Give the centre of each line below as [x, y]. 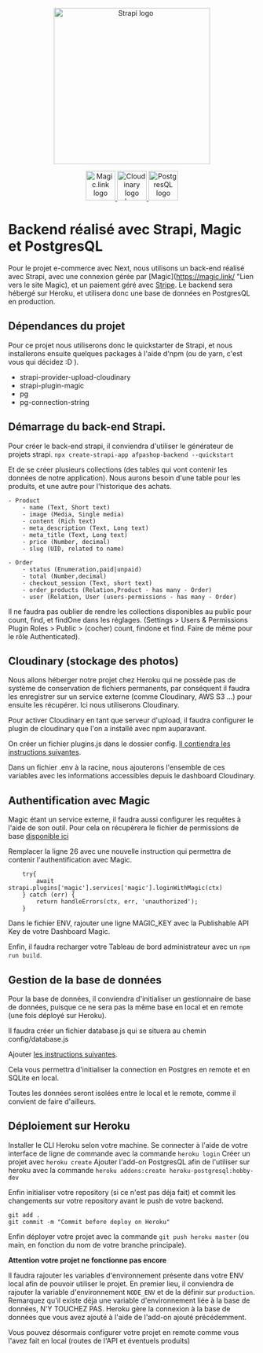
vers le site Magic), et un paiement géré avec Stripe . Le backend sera [121, 285]
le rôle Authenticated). [44, 636]
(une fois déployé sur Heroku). [58, 1015]
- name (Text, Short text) [66, 507]
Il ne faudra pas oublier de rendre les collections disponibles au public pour [130, 611]
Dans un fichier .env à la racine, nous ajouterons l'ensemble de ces [117, 767]
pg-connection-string [55, 402]
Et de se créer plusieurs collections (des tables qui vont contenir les [118, 469]
